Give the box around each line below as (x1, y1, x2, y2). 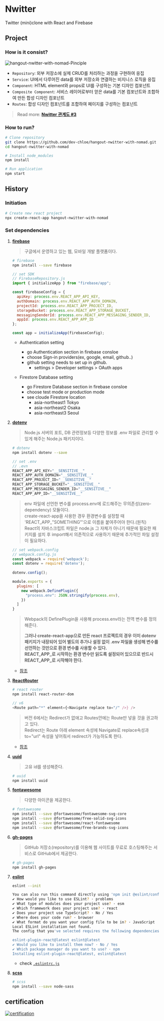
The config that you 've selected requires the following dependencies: (12, 929, 162, 934)
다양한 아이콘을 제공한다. (24, 797, 72, 803)
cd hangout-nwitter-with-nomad (5, 144, 69, 149)
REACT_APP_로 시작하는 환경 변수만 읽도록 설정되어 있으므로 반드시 (24, 651, 154, 657)
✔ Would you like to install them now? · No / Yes (12, 942, 118, 947)
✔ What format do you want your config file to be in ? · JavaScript (12, 920, 155, 925)
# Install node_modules (5, 153, 54, 158)
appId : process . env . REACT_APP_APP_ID (17, 317, 94, 322)
